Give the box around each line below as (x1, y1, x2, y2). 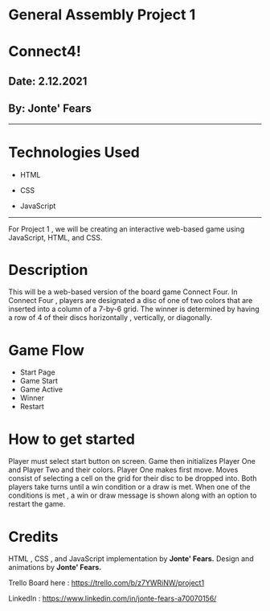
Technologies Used (8, 143, 141, 162)
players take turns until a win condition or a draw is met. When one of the (8, 482, 251, 492)
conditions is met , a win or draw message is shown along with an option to (8, 490, 257, 500)
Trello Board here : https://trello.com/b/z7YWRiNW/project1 (8, 578, 205, 588)
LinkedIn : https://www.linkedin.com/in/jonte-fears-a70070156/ (8, 593, 217, 604)
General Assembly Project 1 (8, 6, 196, 24)
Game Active (19, 384, 63, 395)
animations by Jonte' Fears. (8, 563, 102, 572)
